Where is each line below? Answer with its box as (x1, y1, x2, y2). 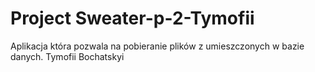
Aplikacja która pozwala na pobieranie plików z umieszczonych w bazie (10, 40, 305, 52)
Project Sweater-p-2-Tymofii (10, 7, 255, 30)
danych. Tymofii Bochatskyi (10, 50, 125, 62)
